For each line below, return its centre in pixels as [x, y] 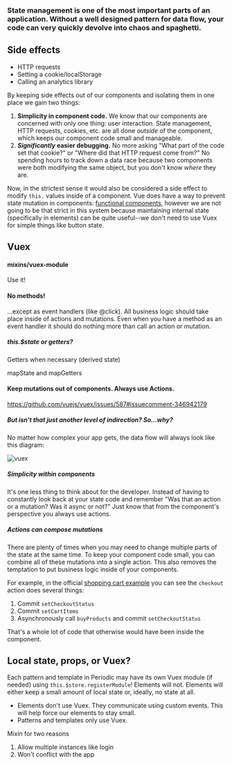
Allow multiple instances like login [65, 747]
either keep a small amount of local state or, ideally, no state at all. [101, 692]
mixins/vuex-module [38, 264]
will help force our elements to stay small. [77, 713]
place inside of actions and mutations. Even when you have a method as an [115, 318]
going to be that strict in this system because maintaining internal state [108, 210]
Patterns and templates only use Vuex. [72, 721]
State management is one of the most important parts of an [109, 10]
